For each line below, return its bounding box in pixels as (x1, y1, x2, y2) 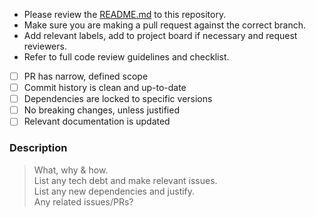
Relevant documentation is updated (23, 115, 171, 128)
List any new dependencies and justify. (33, 185, 196, 197)
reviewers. (23, 40, 67, 52)
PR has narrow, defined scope (23, 70, 149, 82)
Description (9, 141, 68, 155)
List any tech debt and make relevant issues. (33, 174, 218, 186)
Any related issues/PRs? (33, 195, 134, 208)
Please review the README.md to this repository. (23, 9, 227, 20)
